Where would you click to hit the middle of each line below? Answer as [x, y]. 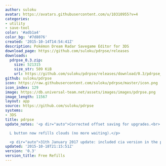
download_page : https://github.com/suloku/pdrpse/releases [67, 51]
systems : [14, 111]
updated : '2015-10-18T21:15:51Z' [40, 147]
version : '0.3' [21, 151]
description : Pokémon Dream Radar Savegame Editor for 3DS [67, 46]
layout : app [17, 101]
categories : [17, 19]
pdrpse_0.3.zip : [26, 60]
